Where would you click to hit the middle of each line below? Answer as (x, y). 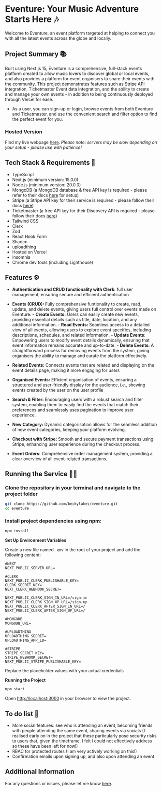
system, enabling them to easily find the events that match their (75, 404)
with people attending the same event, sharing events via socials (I (78, 730)
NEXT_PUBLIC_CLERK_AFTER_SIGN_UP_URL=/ (45, 611)
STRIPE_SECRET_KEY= (25, 653)
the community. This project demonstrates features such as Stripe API (75, 84)
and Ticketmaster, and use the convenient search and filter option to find (84, 114)
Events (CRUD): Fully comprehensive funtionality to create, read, (77, 304)
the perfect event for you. (37, 119)
